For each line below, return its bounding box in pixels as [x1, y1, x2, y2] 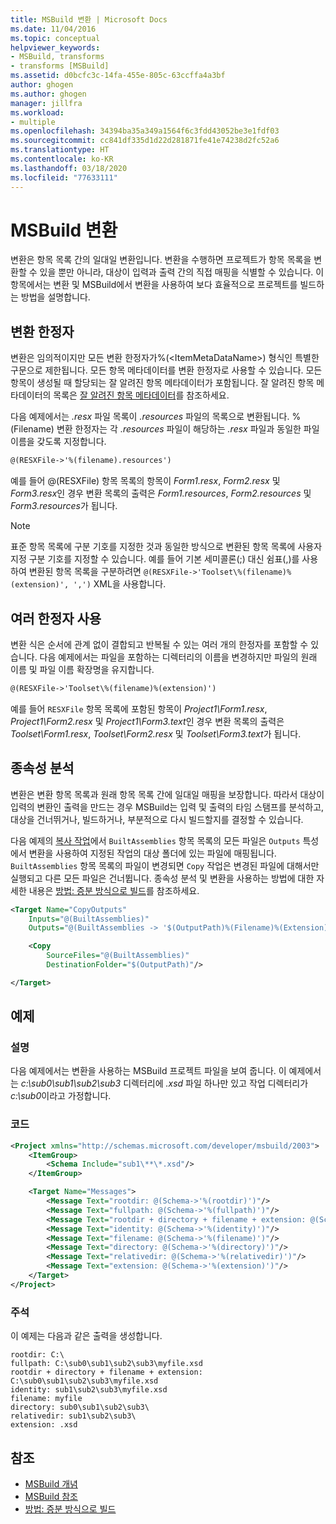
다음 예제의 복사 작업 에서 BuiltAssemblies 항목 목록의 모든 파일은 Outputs [10, 834, 301, 846]
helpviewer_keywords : [10, 42, 101, 53]
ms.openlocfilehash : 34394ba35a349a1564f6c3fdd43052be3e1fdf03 [10, 126, 280, 136]
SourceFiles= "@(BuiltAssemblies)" [46, 951, 190, 961]
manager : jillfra [10, 98, 83, 108]
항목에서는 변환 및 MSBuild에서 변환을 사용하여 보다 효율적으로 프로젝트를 [10, 279, 298, 291]
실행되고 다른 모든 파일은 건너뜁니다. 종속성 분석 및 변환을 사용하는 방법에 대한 [10, 872, 315, 884]
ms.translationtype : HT [10, 145, 110, 155]
